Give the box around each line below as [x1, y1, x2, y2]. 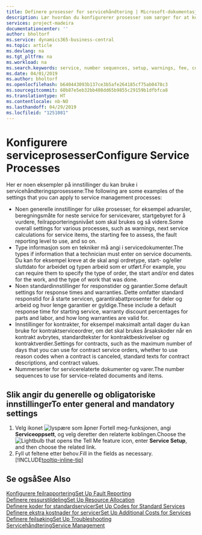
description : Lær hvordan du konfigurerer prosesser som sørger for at [6, 14, 189, 20]
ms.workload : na [6, 59, 47, 65]
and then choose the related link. [14, 443, 97, 451]
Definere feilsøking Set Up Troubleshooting [6, 515, 112, 522]
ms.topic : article [6, 43, 52, 49]
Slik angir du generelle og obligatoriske [6, 389, 156, 399]
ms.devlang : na [6, 48, 44, 54]
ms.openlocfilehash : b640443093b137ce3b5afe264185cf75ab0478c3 [6, 82, 168, 88]
